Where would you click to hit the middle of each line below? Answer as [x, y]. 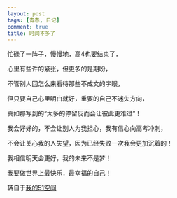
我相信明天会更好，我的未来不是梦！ [59, 158]
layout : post [26, 14]
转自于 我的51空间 [32, 188]
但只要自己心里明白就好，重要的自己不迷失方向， [78, 99]
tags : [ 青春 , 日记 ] [34, 20]
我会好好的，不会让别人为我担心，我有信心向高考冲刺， [87, 128]
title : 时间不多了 [31, 33]
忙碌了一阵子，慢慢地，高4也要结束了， [65, 54]
